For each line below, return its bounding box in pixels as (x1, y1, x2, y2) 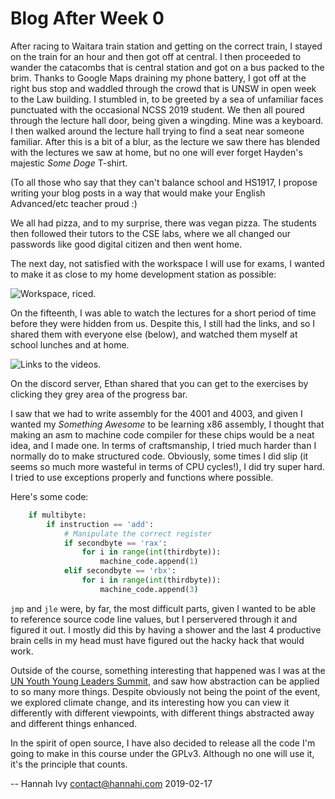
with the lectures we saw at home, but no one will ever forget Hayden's (10, 146, 303, 158)
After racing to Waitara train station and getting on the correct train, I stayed (10, 40, 323, 52)
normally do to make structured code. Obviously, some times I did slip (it (10, 450, 309, 462)
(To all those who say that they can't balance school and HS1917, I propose (10, 176, 318, 188)
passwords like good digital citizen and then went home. (10, 238, 243, 250)
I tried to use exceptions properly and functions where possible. (10, 471, 274, 483)
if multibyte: (28, 510, 87, 520)
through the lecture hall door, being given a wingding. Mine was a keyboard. (10, 114, 324, 126)
